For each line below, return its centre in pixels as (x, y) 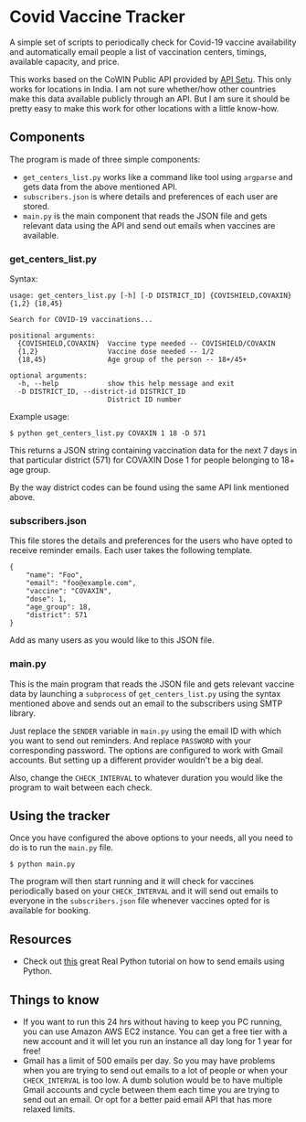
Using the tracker (60, 816)
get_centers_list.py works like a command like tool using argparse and (158, 176)
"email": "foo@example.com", (81, 583)
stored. (36, 206)
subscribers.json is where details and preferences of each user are (150, 196)
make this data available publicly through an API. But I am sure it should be (150, 99)
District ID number (144, 400)
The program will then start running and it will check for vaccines (132, 882)
